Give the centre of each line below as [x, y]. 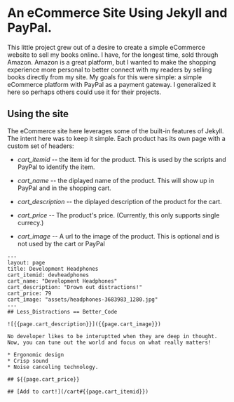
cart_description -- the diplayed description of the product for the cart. [119, 201]
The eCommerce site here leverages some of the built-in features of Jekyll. [116, 130]
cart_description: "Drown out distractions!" [75, 287]
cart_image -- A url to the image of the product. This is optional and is [118, 236]
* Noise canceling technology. [53, 367]
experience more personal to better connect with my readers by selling [110, 69]
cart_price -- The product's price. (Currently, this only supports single [118, 215]
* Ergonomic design [36, 355]
